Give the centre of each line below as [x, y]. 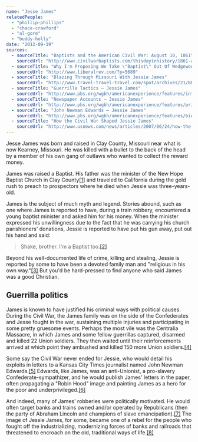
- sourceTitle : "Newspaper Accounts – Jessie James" [77, 99]
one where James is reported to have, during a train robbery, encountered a [98, 210]
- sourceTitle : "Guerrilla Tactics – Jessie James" [76, 88]
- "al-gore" [26, 34]
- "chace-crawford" [35, 28]
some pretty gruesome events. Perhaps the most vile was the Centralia [92, 328]
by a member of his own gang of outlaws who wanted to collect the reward [97, 156]
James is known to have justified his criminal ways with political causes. [93, 309]
